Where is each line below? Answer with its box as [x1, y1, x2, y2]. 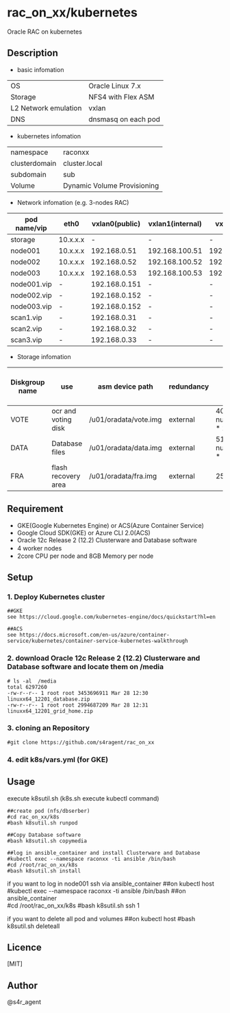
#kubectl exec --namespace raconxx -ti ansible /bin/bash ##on [7, 886, 186, 895]
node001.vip [10, 279, 53, 289]
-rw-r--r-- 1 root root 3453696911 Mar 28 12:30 [7, 689, 149, 696]
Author [7, 979, 38, 991]
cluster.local [62, 158, 103, 168]
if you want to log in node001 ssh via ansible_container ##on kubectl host [7, 879, 214, 888]
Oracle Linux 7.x [88, 81, 142, 90]
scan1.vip [10, 313, 42, 322]
